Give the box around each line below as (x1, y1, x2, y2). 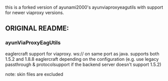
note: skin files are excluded (5, 71, 64, 77)
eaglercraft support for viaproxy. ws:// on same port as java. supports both (5, 50, 159, 57)
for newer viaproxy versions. (5, 10, 64, 16)
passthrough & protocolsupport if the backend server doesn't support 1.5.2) (5, 61, 161, 67)
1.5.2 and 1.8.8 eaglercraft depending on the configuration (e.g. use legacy (5, 56, 159, 62)
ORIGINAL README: (5, 24, 69, 33)
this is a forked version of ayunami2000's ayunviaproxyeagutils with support (5, 5, 163, 10)
